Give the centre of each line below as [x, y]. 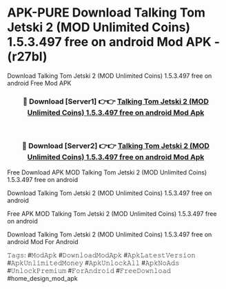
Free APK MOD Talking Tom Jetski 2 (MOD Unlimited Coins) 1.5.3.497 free [112, 213]
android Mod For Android [43, 241]
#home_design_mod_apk [42, 278]
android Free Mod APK [39, 83]
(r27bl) [27, 57]
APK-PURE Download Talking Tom [106, 13]
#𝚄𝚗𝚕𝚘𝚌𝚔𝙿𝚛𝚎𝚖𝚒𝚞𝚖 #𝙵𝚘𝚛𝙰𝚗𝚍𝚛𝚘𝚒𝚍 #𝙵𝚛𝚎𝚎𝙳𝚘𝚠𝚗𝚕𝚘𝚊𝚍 [89, 270]
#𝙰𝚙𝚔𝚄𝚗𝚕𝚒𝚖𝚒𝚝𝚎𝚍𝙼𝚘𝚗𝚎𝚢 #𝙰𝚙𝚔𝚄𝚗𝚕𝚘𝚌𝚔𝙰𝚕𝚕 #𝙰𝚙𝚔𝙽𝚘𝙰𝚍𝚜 [93, 263]
